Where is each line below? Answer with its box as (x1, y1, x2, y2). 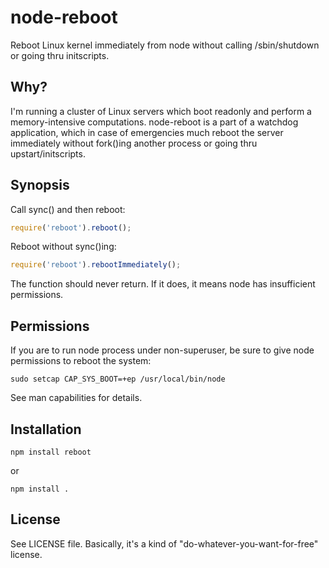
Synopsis (10, 177, 70, 194)
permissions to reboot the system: (10, 355, 152, 367)
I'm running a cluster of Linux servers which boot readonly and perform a (10, 105, 312, 117)
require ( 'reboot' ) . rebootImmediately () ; (10, 260, 182, 270)
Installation (10, 421, 82, 438)
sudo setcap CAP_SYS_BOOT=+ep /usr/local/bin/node (10, 374, 226, 385)
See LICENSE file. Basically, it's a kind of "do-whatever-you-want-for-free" (10, 537, 319, 550)
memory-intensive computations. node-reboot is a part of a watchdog (10, 116, 299, 128)
